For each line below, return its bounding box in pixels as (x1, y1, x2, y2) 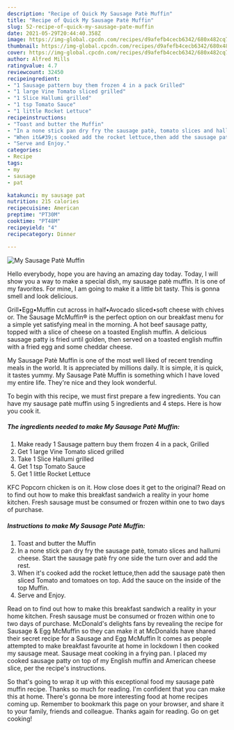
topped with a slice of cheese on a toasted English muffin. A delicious (7, 328, 207, 336)
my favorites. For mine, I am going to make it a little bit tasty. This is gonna (7, 284, 220, 293)
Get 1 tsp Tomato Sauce (17, 462, 86, 471)
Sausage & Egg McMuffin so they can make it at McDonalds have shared (7, 627, 216, 636)
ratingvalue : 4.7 (7, 62, 58, 69)
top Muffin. (17, 584, 49, 592)
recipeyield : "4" (7, 224, 58, 231)
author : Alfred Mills (7, 56, 70, 63)
